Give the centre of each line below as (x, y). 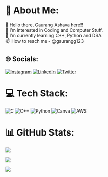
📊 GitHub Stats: (40, 132)
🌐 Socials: (22, 59)
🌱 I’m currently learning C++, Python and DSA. (54, 35)
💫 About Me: (32, 10)
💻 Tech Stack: (37, 93)
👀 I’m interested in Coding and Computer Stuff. (54, 30)
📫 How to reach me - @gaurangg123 (45, 41)
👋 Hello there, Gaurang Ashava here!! (44, 25)
